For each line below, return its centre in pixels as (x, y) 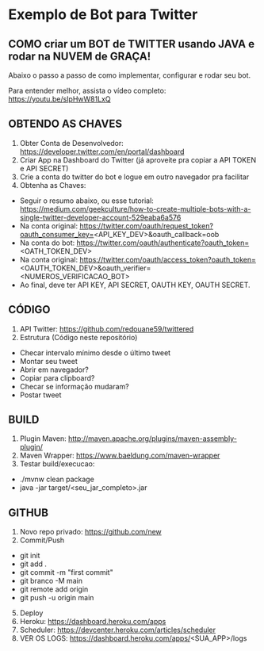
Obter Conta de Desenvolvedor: (72, 143)
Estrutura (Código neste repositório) (78, 337)
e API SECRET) (44, 168)
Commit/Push (42, 540)
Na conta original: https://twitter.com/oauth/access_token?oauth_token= (138, 259)
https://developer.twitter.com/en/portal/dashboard (102, 151)
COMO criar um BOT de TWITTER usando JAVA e (132, 44)
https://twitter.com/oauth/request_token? (146, 226)
